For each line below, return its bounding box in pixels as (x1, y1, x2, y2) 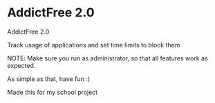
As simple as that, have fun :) (7, 74, 90, 83)
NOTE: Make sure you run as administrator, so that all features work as (7, 54, 209, 62)
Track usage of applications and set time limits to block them (7, 41, 180, 49)
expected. (7, 61, 36, 69)
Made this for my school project (7, 88, 98, 96)
